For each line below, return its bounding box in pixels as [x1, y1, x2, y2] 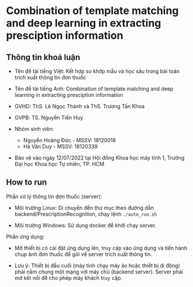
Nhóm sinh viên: [14, 126, 54, 132]
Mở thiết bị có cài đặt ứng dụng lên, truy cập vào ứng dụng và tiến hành [14, 244, 188, 251]
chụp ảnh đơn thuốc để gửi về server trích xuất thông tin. [14, 250, 152, 258]
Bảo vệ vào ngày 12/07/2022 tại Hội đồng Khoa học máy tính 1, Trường [14, 154, 185, 161]
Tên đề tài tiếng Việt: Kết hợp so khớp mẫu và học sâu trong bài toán [14, 68, 180, 74]
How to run [6, 177, 47, 188]
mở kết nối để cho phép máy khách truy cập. [14, 274, 123, 281]
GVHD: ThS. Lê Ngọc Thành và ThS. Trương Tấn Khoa [14, 103, 145, 109]
